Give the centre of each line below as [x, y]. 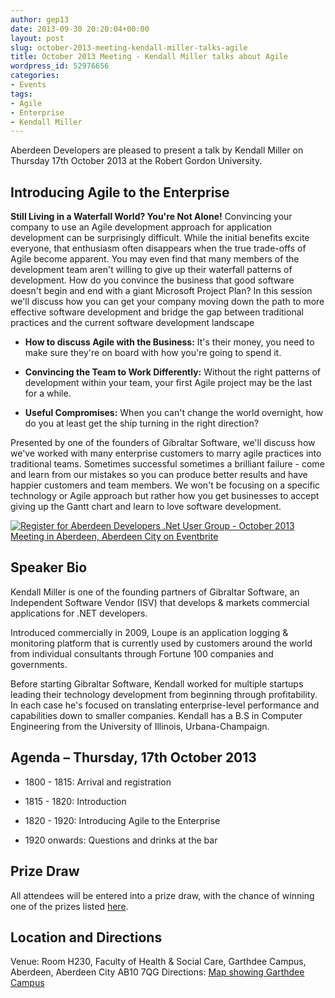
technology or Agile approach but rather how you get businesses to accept [165, 496]
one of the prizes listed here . [69, 906]
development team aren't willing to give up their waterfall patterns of [151, 270]
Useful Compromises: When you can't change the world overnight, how [174, 413]
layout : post [37, 38]
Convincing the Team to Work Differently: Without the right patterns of [173, 372]
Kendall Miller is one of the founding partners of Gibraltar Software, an [155, 592]
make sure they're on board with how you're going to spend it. [153, 353]
